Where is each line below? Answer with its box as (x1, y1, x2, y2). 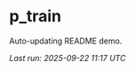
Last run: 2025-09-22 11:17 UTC (9, 52, 126, 63)
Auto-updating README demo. (9, 35, 123, 46)
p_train (9, 6, 62, 27)
